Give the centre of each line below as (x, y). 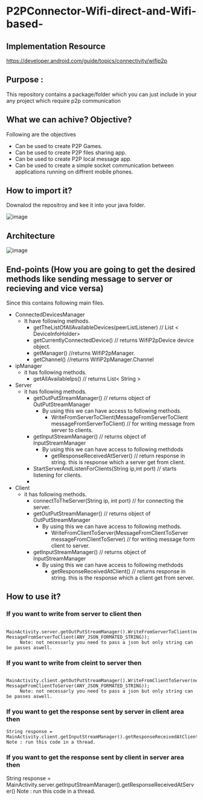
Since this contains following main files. (55, 303)
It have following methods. (57, 321)
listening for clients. (58, 475)
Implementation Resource (56, 46)
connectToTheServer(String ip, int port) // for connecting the (108, 501)
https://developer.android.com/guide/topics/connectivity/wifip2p (87, 61)
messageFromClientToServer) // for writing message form (123, 540)
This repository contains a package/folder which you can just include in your (101, 94)
